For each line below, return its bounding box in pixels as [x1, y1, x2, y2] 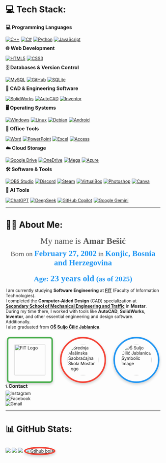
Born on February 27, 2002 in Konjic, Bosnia [10, 249, 156, 259]
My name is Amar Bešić [40, 236, 126, 246]
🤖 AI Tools [5, 186, 29, 193]
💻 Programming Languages [5, 24, 72, 30]
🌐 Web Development [5, 45, 55, 52]
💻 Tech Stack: [5, 4, 66, 15]
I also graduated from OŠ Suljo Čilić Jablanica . [5, 324, 101, 330]
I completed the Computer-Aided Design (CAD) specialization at [5, 298, 137, 304]
